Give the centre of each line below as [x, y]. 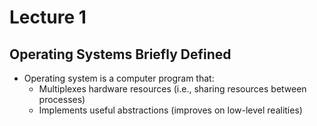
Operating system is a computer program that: [119, 78]
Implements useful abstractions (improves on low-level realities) [170, 110]
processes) [62, 99]
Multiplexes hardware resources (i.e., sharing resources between [172, 89]
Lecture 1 [48, 17]
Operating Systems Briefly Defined [120, 54]
